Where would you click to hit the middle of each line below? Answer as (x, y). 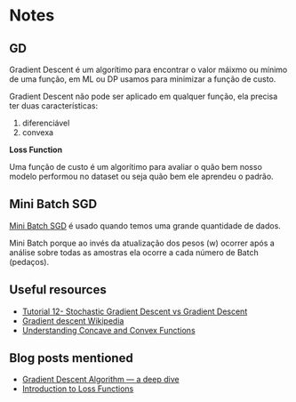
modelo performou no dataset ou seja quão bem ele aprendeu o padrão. (141, 176)
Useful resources (58, 290)
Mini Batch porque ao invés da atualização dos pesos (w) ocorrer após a (142, 243)
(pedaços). (29, 261)
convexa (38, 133)
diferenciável (46, 123)
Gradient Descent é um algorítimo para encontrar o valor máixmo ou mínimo (148, 69)
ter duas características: (54, 106)
